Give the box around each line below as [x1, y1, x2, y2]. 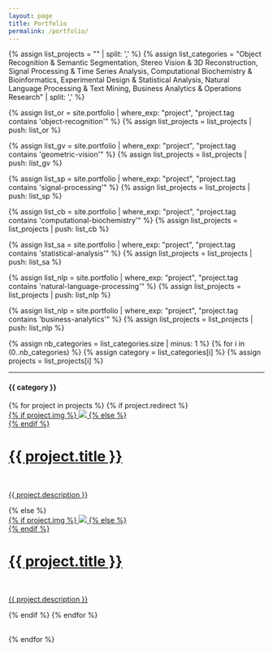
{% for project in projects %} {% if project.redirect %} [8, 400, 188, 410]
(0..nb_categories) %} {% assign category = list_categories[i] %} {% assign [8, 347, 262, 357]
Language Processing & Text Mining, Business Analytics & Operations [8, 84, 242, 93]
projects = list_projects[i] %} [8, 356, 104, 366]
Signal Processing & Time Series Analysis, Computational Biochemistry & [8, 67, 253, 76]
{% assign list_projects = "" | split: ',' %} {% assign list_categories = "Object [8, 50, 262, 59]
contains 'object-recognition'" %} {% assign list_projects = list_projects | [8, 117, 252, 127]
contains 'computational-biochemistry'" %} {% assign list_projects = [8, 216, 238, 226]
